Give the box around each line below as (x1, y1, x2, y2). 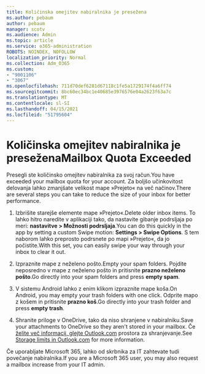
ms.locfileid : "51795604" (6, 112, 72, 118)
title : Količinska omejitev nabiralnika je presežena (6, 9, 147, 15)
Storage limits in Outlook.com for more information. (15, 336, 145, 343)
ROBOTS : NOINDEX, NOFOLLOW (6, 49, 75, 55)
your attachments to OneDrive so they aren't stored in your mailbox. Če (15, 323, 196, 330)
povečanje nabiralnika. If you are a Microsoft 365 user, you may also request (6, 354, 198, 362)
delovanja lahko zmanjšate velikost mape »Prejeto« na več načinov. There (6, 185, 191, 192)
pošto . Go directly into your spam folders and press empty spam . (15, 273, 180, 281)
